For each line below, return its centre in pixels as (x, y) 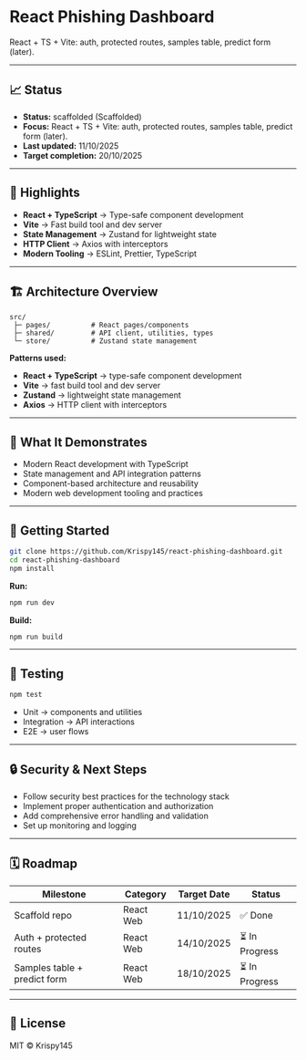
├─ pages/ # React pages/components (101, 326)
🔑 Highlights (45, 193)
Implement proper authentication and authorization (118, 805)
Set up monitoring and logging (79, 825)
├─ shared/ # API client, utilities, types (113, 333)
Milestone (64, 894)
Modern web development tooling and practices (112, 494)
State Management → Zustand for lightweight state (119, 234)
